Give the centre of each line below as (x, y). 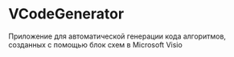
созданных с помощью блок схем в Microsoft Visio (95, 44)
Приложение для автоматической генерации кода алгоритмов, (117, 36)
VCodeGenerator (66, 14)
